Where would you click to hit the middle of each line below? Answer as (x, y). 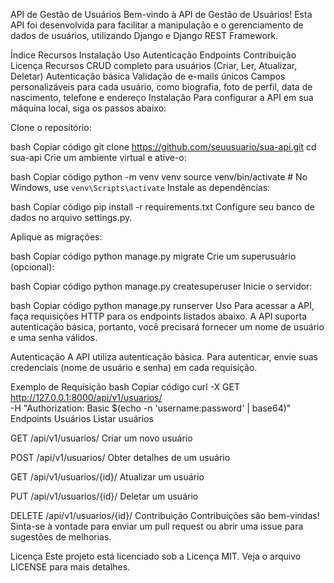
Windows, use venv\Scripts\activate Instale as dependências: (140, 187)
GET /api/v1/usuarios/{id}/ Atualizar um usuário (107, 477)
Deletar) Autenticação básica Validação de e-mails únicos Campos (148, 76)
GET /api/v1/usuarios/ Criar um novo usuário (101, 438)
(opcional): (32, 267)
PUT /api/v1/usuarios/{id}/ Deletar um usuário (104, 496)
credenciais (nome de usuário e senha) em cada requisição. (134, 367)
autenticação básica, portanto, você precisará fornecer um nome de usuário (167, 327)
